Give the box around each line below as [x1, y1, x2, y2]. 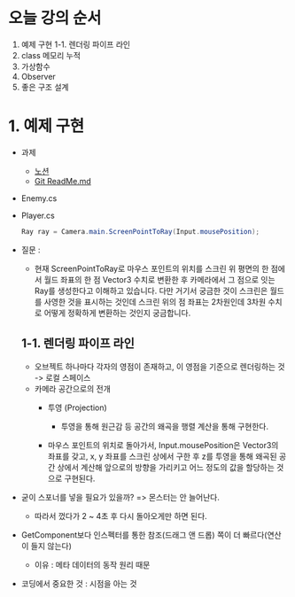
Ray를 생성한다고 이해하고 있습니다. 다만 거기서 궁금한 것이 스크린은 [34, 285, 268, 296]
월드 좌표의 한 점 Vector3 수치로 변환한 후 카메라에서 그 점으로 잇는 [43, 274, 276, 284]
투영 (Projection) [47, 402, 107, 413]
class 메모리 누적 [20, 50, 82, 60]
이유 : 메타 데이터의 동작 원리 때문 [34, 559, 151, 570]
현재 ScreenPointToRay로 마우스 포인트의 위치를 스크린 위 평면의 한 [34, 263, 269, 274]
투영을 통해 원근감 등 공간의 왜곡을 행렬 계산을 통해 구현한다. [60, 421, 269, 431]
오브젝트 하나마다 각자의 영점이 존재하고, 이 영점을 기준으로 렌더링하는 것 [34, 361, 285, 372]
